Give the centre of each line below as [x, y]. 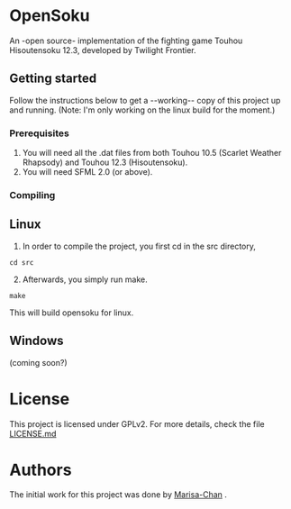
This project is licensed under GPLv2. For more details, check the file [137, 423]
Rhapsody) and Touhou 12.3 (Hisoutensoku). [105, 162]
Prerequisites [39, 133]
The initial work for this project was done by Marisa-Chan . [118, 495]
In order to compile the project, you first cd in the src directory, [139, 246]
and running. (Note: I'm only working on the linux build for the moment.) [142, 110]
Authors [41, 470]
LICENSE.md [33, 433]
